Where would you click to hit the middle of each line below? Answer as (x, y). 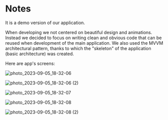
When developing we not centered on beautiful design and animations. (79, 32)
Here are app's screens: (30, 63)
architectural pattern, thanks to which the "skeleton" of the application (78, 48)
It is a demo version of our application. (45, 23)
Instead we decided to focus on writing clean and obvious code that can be (83, 38)
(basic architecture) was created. (40, 54)
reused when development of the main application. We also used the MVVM (84, 43)
